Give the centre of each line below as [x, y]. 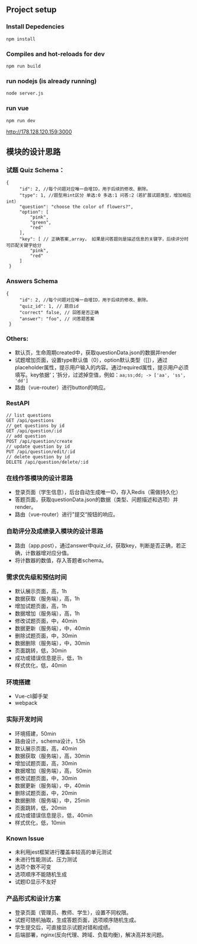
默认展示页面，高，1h [41, 591]
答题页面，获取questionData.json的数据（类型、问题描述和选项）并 [96, 500]
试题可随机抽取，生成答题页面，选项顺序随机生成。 [77, 920]
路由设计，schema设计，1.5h [50, 741]
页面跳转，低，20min [41, 807]
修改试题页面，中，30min [46, 778]
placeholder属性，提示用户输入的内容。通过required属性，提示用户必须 [102, 367]
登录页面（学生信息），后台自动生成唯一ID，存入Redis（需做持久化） [98, 492]
